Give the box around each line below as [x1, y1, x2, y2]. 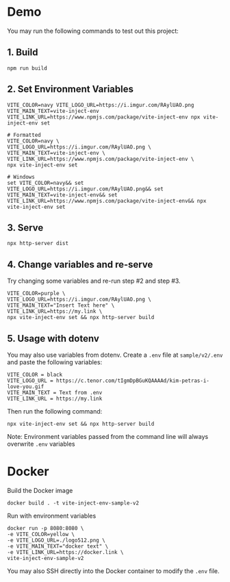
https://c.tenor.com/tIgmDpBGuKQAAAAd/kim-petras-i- [55, 377, 210, 384]
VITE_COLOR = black [7, 371, 63, 378]
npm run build [7, 64, 48, 72]
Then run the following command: [7, 407, 103, 415]
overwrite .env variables [7, 440, 75, 448]
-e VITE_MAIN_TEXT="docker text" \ [7, 542, 109, 550]
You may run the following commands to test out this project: [7, 27, 179, 35]
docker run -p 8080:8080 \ [7, 524, 84, 531]
